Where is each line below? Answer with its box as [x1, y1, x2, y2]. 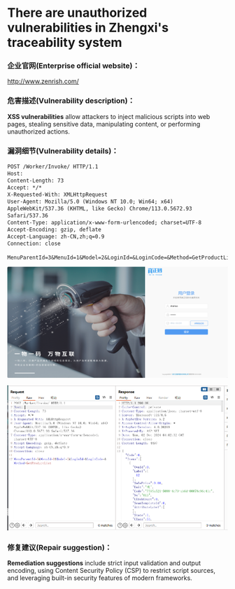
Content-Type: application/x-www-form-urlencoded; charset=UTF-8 [7, 219, 201, 227]
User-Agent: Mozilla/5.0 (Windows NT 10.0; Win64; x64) [7, 198, 173, 206]
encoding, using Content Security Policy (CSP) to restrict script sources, [7, 567, 215, 575]
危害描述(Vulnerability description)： [7, 96, 135, 106]
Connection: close [7, 240, 61, 248]
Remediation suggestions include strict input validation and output [7, 559, 201, 567]
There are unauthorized [7, 5, 148, 21]
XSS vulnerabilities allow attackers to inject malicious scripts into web [7, 112, 211, 120]
